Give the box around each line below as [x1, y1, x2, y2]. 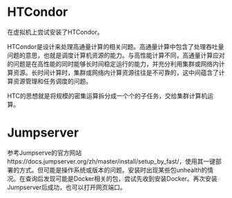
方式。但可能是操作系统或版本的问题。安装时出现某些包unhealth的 [19, 166, 208, 174]
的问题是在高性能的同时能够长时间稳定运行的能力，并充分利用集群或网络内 [7, 59, 219, 68]
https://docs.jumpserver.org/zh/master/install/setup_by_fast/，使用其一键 [7, 157, 216, 166]
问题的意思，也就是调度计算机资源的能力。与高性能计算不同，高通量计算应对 [7, 51, 225, 59]
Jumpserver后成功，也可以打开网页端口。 [7, 183, 126, 191]
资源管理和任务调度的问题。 [12, 77, 92, 85]
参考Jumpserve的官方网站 [7, 148, 81, 157]
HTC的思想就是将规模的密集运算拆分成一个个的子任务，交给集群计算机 [7, 91, 208, 100]
